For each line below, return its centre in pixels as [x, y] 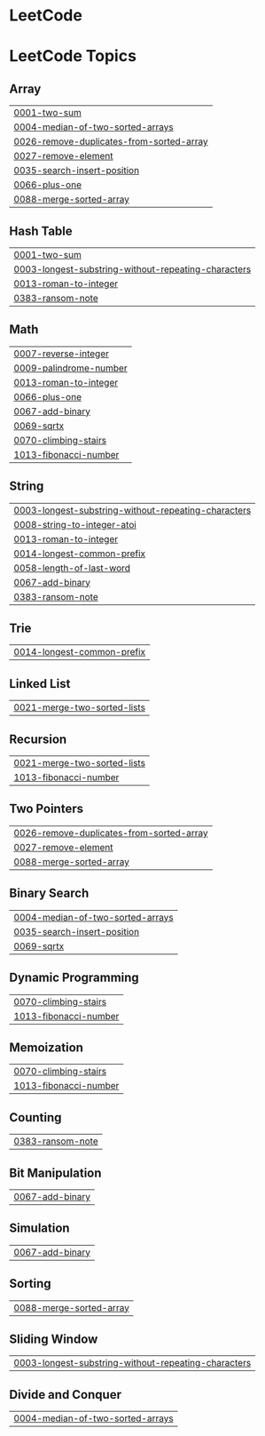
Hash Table [41, 231]
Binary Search [49, 894]
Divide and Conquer [66, 1395]
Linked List [40, 684]
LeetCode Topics [73, 56]
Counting [35, 1117]
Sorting [30, 1284]
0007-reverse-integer [61, 354]
